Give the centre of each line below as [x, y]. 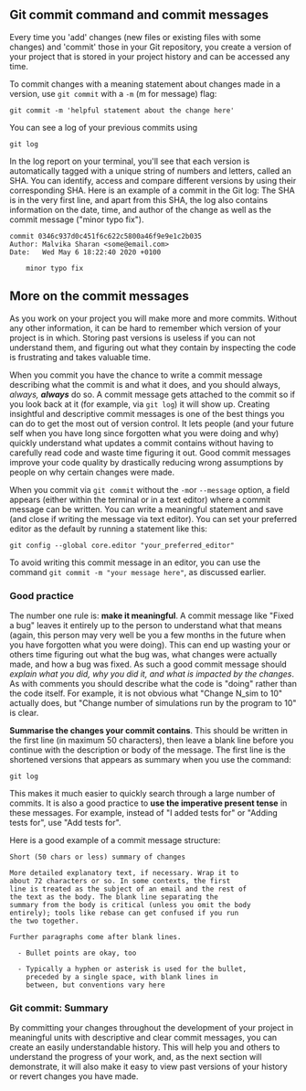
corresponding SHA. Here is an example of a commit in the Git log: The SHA [152, 190]
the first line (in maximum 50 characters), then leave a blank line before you [152, 740]
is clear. [24, 712]
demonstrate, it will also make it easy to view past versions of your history [148, 1067]
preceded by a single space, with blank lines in [122, 977]
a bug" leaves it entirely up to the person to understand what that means [146, 625]
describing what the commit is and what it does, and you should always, [145, 384]
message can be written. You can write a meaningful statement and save [147, 509]
